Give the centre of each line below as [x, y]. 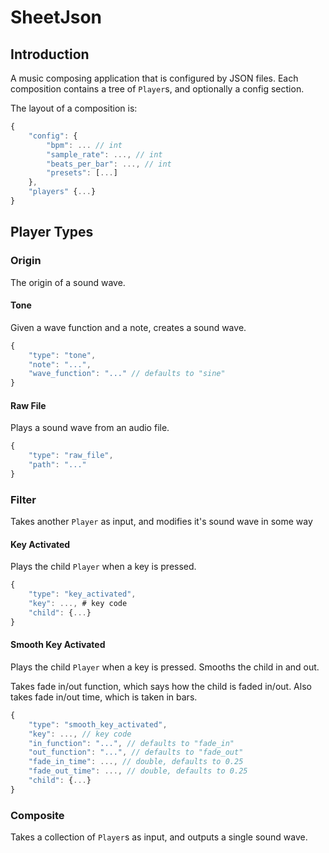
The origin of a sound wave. [68, 282]
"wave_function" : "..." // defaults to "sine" [127, 374]
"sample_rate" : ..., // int [104, 154]
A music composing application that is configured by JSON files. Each [154, 78]
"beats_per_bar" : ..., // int [109, 164]
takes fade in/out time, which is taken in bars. [104, 697]
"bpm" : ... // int [84, 145]
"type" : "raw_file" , [71, 456]
